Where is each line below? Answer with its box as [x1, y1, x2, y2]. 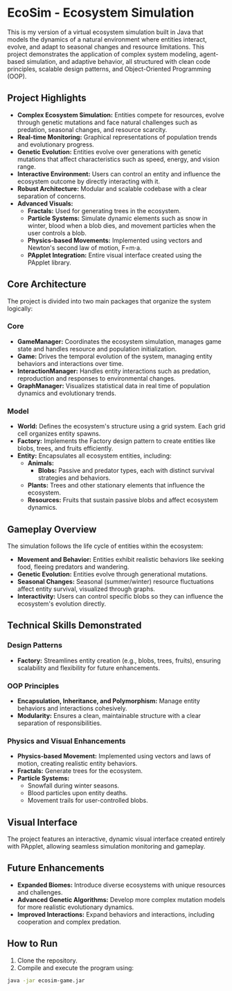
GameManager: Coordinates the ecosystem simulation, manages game [17, 337, 222, 345]
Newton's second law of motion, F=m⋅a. [27, 243, 142, 251]
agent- [199, 50, 219, 58]
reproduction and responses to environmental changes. [17, 374, 176, 383]
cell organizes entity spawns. [17, 429, 101, 438]
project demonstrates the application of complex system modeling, [7, 50, 199, 58]
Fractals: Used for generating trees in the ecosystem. [27, 206, 181, 215]
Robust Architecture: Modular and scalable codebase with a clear [17, 184, 207, 192]
